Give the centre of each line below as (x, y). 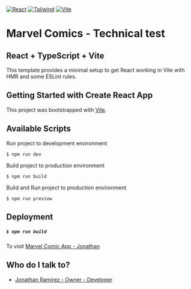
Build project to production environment (56, 165)
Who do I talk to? (38, 265)
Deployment (30, 217)
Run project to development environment (57, 143)
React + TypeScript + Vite (55, 56)
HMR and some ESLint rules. (41, 76)
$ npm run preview (29, 198)
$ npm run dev (24, 154)
